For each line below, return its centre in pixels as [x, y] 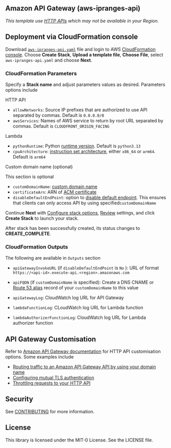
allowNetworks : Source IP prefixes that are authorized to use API [80, 110]
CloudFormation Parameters [41, 73]
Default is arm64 [29, 157]
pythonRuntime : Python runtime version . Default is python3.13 [77, 146]
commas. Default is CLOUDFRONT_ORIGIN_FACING [61, 126]
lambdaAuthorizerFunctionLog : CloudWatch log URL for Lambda [79, 317]
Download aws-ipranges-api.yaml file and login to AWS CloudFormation [80, 49]
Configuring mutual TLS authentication [53, 378]
